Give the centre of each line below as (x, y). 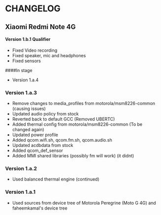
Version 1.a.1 (20, 192)
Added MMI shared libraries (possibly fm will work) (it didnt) (73, 156)
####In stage (19, 70)
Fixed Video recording (35, 50)
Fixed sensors (26, 61)
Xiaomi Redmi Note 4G (41, 27)
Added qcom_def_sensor (37, 150)
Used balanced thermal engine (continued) (56, 179)
